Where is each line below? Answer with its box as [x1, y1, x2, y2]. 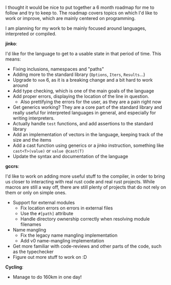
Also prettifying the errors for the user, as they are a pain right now [20, 99, 161, 105]
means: [5, 56, 22, 62]
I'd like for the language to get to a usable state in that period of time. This [5, 51, 161, 56]
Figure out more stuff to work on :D [12, 254, 87, 260]
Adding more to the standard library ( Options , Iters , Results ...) [12, 71, 145, 78]
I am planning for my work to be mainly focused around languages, [5, 25, 147, 31]
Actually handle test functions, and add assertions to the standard [12, 121, 154, 126]
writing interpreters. [12, 115, 55, 121]
